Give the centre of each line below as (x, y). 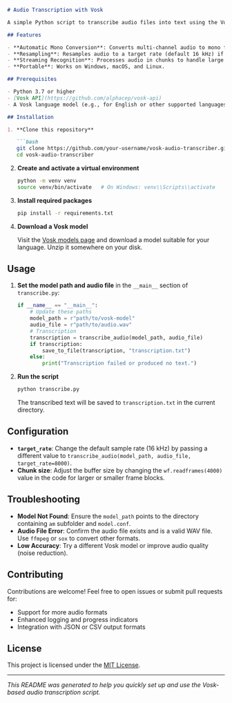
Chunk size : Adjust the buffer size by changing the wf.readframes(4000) (120, 470)
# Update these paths (61, 312)
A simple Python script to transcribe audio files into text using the (112, 22)
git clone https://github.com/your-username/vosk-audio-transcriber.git (123, 149)
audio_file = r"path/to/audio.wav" (81, 325)
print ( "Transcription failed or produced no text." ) (120, 363)
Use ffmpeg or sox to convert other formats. (78, 538)
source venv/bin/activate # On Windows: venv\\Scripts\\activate (116, 187)
